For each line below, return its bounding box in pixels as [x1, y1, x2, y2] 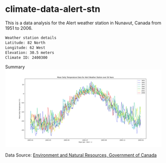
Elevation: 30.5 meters [5, 50, 55, 55]
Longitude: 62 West [5, 45, 46, 50]
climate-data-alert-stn [5, 3, 100, 15]
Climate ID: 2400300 [5, 55, 48, 60]
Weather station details [5, 35, 57, 40]
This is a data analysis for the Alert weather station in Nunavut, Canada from [5, 20, 162, 26]
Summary [5, 63, 25, 70]
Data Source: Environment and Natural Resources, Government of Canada [5, 152, 157, 158]
